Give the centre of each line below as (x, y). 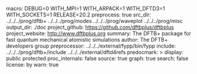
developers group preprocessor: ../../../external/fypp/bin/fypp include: (91, 46)
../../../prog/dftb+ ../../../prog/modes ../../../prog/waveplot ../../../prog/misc (94, 21)
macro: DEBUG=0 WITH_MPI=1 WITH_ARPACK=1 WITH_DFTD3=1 (86, 9)
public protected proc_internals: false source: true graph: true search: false (97, 58)
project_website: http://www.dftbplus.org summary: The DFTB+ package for (99, 33)
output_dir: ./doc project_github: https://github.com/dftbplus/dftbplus (90, 27)
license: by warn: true (32, 65)
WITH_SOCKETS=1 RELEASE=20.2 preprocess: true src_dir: (79, 15)
